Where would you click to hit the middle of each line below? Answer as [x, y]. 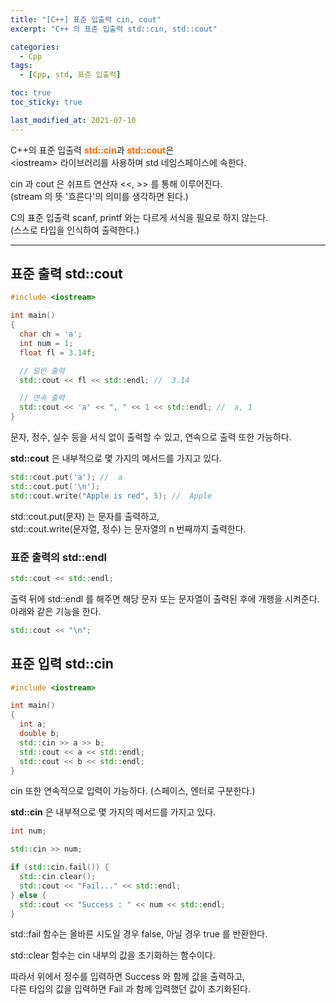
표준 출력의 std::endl [58, 557]
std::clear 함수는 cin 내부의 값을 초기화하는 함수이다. [113, 955]
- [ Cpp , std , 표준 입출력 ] [70, 75]
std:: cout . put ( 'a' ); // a [66, 477]
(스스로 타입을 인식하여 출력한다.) [75, 230]
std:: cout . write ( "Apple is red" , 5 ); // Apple [111, 496]
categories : [35, 47]
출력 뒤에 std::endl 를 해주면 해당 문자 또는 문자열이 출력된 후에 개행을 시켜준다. [165, 598]
